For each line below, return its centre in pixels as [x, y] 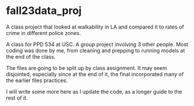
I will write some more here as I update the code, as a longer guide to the [94, 91]
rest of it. [17, 98]
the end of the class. [31, 56]
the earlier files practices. [37, 80]
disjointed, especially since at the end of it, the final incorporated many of [95, 74]
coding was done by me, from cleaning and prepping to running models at [96, 50]
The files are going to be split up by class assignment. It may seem [86, 68]
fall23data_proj [44, 11]
